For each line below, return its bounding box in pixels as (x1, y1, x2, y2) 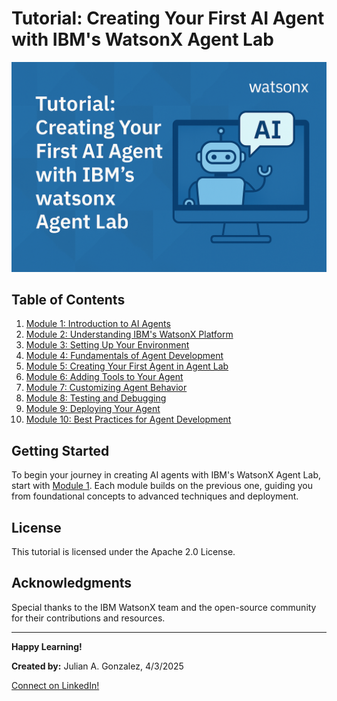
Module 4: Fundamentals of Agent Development (25, 350, 224, 362)
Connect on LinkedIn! (11, 679, 100, 691)
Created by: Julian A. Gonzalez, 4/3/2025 (11, 660, 184, 672)
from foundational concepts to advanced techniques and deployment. (11, 490, 299, 502)
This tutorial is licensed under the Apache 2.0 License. (11, 546, 236, 558)
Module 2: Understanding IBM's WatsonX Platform (25, 328, 234, 341)
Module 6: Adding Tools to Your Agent (25, 371, 184, 383)
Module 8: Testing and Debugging (25, 392, 167, 404)
